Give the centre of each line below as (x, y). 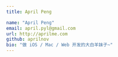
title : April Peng (29, 12)
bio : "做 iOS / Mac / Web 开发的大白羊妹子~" (60, 45)
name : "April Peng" (30, 22)
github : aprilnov (28, 40)
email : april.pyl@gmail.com (41, 28)
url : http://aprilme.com (37, 34)
